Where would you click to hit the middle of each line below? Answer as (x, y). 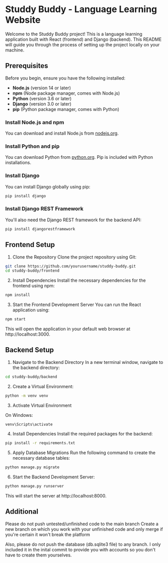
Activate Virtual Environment (42, 405)
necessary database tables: (41, 458)
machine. (15, 50)
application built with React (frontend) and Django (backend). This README (83, 39)
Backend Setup (30, 350)
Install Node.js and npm (35, 122)
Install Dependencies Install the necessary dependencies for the (79, 280)
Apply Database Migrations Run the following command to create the (84, 453)
